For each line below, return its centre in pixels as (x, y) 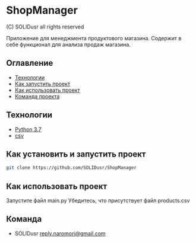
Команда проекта (37, 96)
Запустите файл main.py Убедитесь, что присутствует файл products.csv (98, 201)
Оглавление (30, 63)
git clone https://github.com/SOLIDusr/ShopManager (71, 168)
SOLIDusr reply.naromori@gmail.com (60, 233)
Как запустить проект (42, 84)
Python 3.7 (28, 129)
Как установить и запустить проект (76, 154)
